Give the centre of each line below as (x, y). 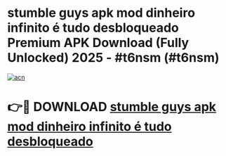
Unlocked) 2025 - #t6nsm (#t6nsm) (113, 58)
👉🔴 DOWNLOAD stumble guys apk (112, 107)
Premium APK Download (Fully (98, 43)
